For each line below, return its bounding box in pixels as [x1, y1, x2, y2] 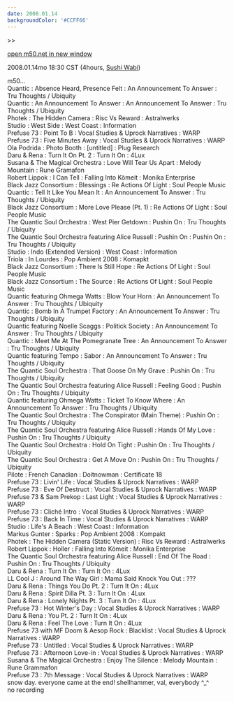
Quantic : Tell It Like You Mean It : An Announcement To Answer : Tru [7, 188, 206, 196]
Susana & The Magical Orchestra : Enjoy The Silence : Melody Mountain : [7, 656, 218, 664]
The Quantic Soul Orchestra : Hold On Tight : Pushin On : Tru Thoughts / [7, 440, 215, 449]
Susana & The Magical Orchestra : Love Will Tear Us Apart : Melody [7, 158, 201, 166]
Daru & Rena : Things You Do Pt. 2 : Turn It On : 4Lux [7, 581, 159, 590]
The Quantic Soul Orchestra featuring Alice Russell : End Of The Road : [7, 551, 211, 560]
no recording [7, 686, 45, 694]
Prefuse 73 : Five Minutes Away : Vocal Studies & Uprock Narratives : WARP [7, 136, 226, 144]
